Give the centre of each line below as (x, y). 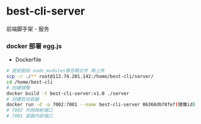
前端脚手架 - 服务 (28, 29)
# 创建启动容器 (23, 99)
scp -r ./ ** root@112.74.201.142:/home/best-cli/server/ (80, 77)
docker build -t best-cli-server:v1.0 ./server (68, 93)
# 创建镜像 (18, 88)
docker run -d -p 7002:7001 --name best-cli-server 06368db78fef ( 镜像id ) (101, 105)
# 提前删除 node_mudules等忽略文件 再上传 (55, 71)
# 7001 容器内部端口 (30, 116)
